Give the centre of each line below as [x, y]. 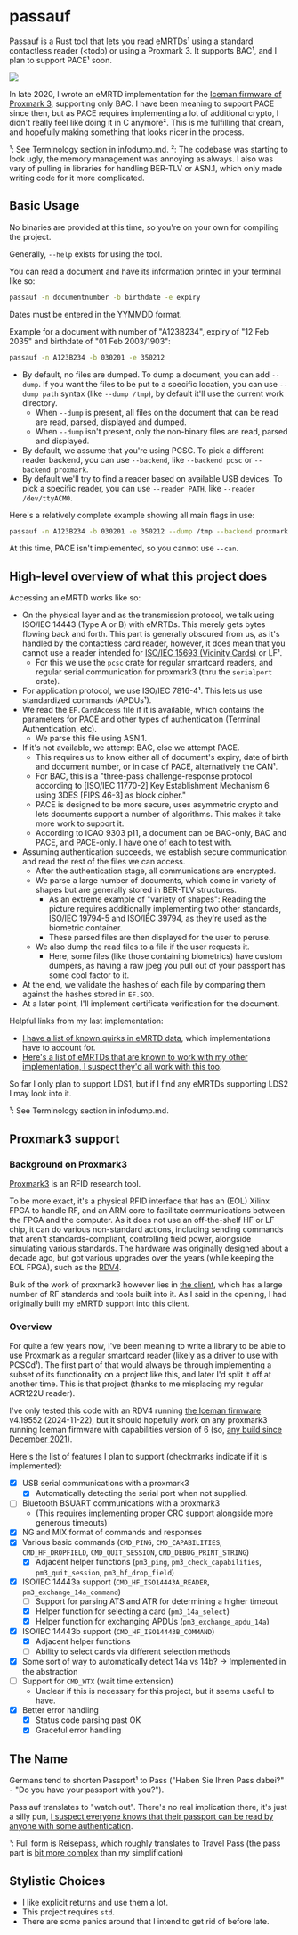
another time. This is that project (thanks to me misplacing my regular [137, 1384]
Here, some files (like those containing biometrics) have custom [165, 956]
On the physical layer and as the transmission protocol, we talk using [148, 615]
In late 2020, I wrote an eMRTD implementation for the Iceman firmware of [145, 94]
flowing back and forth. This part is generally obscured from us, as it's [151, 634]
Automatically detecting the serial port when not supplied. [141, 1493]
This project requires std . [68, 1912]
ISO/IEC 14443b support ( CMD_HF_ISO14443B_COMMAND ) [118, 1631]
